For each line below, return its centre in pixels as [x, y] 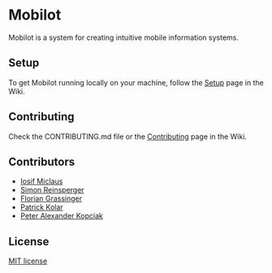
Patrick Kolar [41, 207]
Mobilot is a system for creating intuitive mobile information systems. [124, 37]
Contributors [42, 161]
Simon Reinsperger [52, 190]
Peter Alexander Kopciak [62, 216]
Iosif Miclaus [41, 181]
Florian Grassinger [51, 199]
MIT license [28, 261]
